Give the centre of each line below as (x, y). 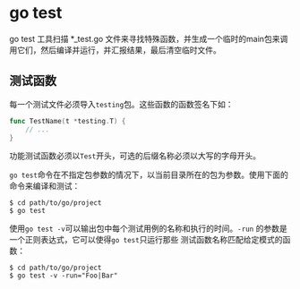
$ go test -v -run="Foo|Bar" (64, 276)
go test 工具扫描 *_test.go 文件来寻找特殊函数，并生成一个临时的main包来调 (149, 38)
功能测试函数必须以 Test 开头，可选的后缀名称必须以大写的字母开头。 (135, 156)
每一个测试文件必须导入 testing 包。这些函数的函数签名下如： (122, 104)
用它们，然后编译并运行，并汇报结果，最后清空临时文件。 (115, 50)
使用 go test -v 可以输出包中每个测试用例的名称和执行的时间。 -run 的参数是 (149, 229)
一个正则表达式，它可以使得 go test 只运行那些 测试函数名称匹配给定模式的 (146, 240)
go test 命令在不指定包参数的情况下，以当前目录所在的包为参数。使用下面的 (149, 175)
